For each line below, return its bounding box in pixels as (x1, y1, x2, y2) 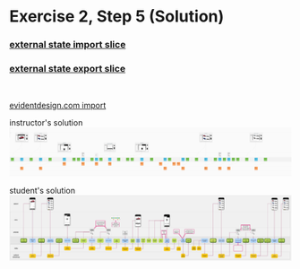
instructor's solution (9, 117, 83, 128)
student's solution (9, 185, 76, 195)
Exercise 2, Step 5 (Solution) (9, 6, 225, 27)
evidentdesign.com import (9, 100, 107, 111)
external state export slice (9, 63, 126, 75)
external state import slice (9, 39, 126, 51)
